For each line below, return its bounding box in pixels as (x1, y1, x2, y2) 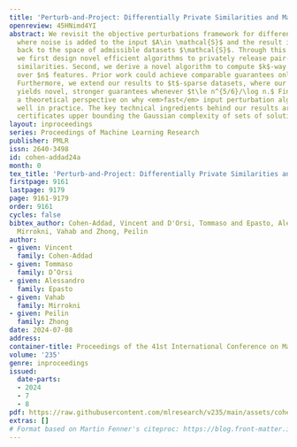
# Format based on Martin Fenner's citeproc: (9, 424, 179, 434)
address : (9, 334, 42, 343)
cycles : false (9, 210, 62, 220)
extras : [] (9, 416, 49, 425)
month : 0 (9, 161, 42, 170)
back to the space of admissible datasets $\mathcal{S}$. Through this (17, 46, 287, 55)
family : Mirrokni (17, 301, 81, 310)
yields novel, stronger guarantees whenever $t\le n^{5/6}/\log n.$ (17, 87, 275, 96)
